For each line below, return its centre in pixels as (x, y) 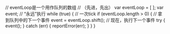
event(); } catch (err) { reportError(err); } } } (50, 26)
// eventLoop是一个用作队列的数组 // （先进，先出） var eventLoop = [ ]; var (84, 7)
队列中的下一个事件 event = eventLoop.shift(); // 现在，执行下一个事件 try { (87, 20)
